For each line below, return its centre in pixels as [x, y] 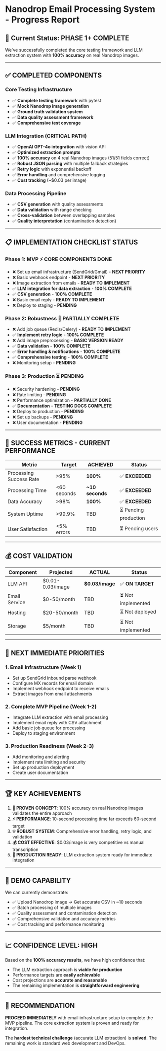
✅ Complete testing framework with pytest [57, 100]
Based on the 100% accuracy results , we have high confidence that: [75, 960]
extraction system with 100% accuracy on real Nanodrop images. [72, 55]
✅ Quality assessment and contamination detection [64, 913]
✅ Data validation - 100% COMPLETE [51, 346]
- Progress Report [42, 20]
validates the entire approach [42, 813]
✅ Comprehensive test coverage [46, 123]
